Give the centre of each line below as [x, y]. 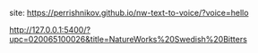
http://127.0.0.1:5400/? [50, 30]
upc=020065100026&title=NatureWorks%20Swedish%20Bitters [129, 39]
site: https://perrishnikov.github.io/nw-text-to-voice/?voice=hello [129, 13]
